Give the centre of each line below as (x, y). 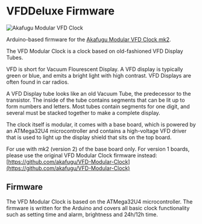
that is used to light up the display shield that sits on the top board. (89, 137)
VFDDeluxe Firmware (61, 11)
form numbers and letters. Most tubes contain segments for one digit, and (98, 106)
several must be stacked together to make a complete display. (84, 113)
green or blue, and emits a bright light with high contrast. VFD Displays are (99, 75)
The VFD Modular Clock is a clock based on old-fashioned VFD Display (95, 51)
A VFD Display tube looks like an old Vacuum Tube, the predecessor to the (99, 93)
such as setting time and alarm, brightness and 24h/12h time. (82, 214)
